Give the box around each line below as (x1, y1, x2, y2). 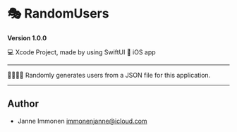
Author (7, 98, 39, 110)
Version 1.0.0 (7, 33, 47, 42)
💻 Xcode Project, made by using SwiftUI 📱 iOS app (7, 47, 157, 56)
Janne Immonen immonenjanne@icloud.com (17, 116, 147, 125)
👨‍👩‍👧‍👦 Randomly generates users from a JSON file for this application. (7, 71, 211, 79)
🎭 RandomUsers (7, 6, 109, 22)
